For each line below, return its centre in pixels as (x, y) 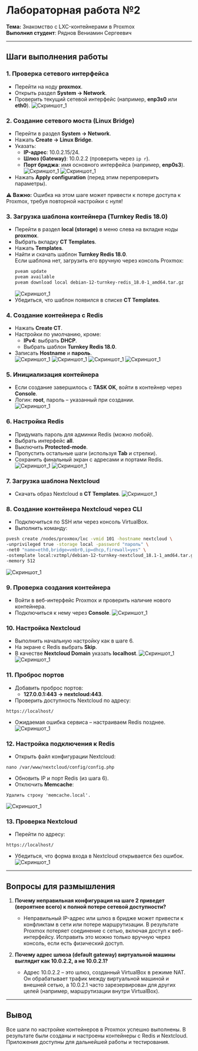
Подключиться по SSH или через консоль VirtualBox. (82, 522)
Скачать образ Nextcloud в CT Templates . (67, 494)
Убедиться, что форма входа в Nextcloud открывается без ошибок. (99, 856)
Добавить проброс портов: (49, 688)
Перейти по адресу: (40, 834)
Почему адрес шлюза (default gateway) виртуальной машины (95, 955)
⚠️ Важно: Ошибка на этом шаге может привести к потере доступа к (93, 195)
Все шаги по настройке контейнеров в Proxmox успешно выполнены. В (96, 1029)
